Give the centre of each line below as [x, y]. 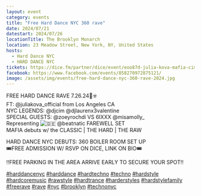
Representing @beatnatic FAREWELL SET [66, 124]
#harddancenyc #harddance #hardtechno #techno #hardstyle [83, 174]
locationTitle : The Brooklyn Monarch [53, 39]
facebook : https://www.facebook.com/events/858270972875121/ [84, 73]
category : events [28, 17]
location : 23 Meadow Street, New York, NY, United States [80, 45]
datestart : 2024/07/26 [34, 34]
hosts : [14, 51]
